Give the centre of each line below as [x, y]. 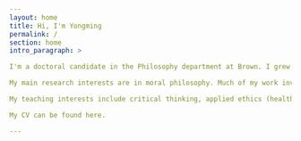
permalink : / [34, 34]
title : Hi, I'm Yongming [56, 26]
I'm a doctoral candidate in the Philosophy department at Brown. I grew [150, 67]
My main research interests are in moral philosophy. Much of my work [144, 83]
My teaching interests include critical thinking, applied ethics [136, 99]
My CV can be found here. [57, 115]
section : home [36, 42]
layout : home [34, 17]
